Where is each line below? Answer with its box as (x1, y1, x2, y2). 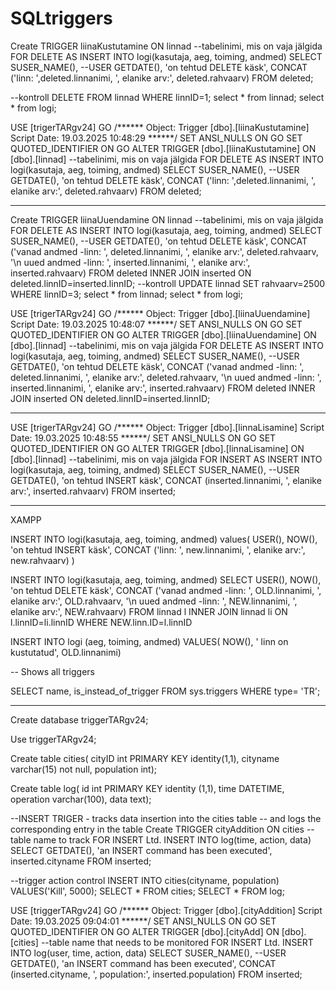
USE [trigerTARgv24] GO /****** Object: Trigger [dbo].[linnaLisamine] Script (10, 421, 325, 433)
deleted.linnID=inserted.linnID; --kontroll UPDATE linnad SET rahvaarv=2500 (10, 277, 326, 289)
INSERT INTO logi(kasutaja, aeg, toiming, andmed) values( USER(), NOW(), (10, 533, 318, 545)
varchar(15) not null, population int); (10, 763, 157, 775)
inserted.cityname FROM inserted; (10, 855, 152, 867)
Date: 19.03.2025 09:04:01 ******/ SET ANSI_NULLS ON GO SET (10, 915, 277, 927)
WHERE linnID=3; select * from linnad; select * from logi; (10, 288, 243, 300)
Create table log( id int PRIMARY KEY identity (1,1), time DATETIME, (10, 782, 285, 794)
